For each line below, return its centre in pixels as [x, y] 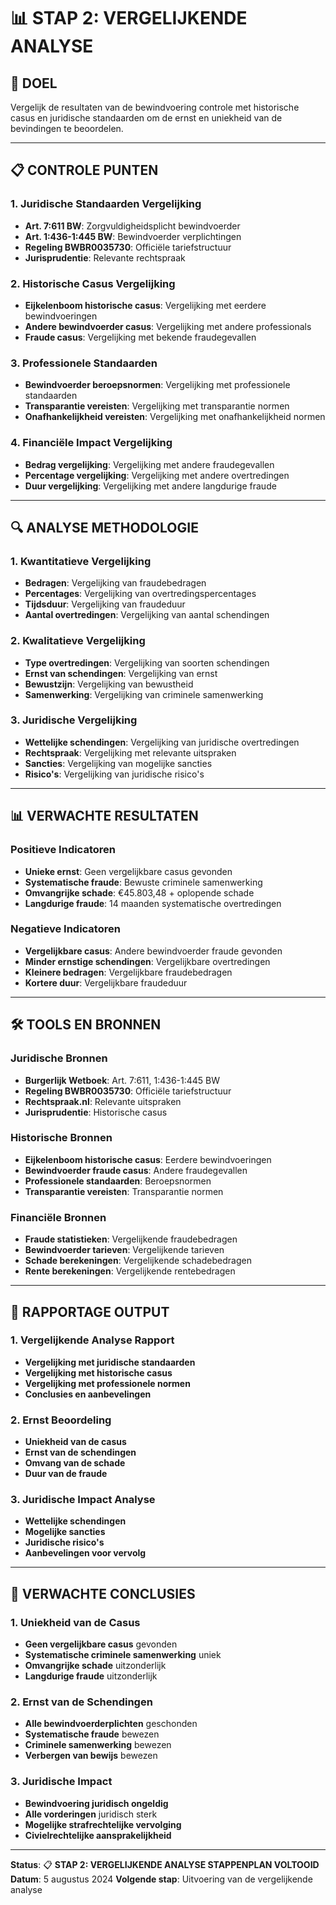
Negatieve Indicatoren [65, 929]
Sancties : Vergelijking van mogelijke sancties [118, 763]
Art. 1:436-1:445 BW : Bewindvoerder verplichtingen [133, 236]
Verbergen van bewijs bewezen [91, 1756]
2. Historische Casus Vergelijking [93, 283]
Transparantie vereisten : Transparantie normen [124, 1191]
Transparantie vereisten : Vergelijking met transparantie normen [157, 406]
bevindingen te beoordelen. [67, 128]
